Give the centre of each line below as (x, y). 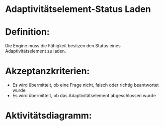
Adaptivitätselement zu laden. (36, 51)
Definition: (27, 32)
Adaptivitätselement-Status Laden (78, 9)
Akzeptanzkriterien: (47, 71)
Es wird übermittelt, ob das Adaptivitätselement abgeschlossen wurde (84, 96)
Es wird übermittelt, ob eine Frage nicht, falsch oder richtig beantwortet (85, 85)
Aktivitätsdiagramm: (48, 116)
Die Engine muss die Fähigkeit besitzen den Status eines (63, 46)
